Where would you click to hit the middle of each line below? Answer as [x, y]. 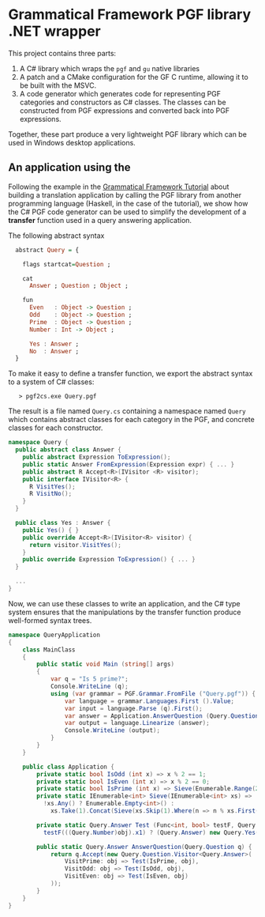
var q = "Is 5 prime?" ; [89, 679]
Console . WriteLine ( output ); [112, 730]
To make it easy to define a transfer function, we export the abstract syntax [131, 374]
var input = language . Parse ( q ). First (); [133, 708]
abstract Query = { [47, 250]
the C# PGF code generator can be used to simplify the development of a [127, 212]
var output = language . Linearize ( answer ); [137, 723]
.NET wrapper [54, 31]
